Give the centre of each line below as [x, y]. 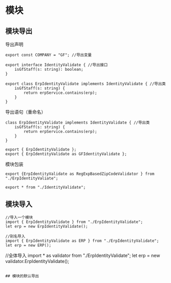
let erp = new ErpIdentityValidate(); [47, 226]
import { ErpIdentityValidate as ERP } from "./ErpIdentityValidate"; [82, 241]
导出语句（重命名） [26, 112]
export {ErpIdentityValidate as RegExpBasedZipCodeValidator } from [80, 174]
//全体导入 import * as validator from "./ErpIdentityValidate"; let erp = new [83, 255]
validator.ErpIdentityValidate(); [37, 261]
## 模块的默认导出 [22, 276]
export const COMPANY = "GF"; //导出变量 [49, 55]
